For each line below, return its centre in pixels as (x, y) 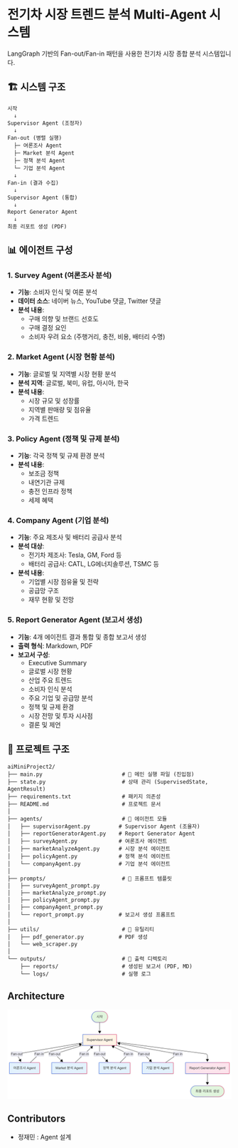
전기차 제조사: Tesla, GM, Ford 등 (75, 555)
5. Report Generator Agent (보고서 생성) (75, 620)
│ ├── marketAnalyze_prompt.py (57, 893)
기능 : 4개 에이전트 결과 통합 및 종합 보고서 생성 (82, 637)
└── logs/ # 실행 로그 (86, 974)
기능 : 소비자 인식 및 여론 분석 (58, 292)
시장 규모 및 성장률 (54, 401)
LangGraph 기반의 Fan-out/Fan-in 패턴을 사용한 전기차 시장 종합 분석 (104, 53)
